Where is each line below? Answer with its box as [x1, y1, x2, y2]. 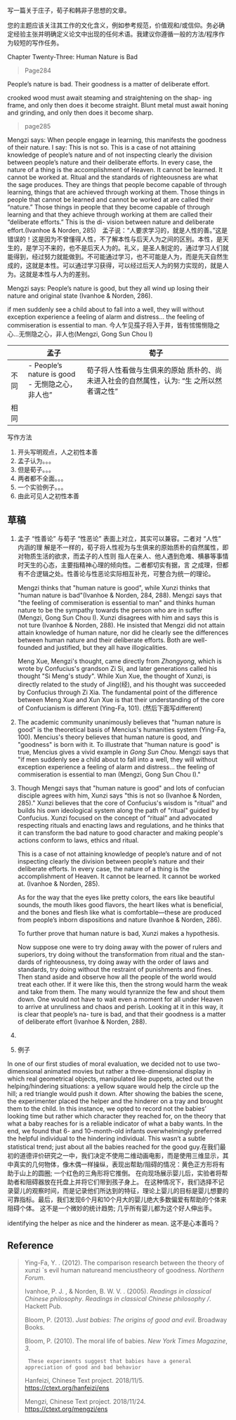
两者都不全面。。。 [17, 474, 67, 483]
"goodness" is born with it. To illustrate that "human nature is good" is [17, 740, 220, 748]
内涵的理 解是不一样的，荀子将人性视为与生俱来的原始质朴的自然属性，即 [17, 543, 229, 552]
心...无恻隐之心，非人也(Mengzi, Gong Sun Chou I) [7, 330, 153, 338]
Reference [7, 1239, 54, 1252]
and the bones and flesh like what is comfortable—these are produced [17, 908, 222, 916]
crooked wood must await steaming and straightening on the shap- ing [7, 93, 212, 102]
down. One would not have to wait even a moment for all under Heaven [17, 995, 223, 1003]
